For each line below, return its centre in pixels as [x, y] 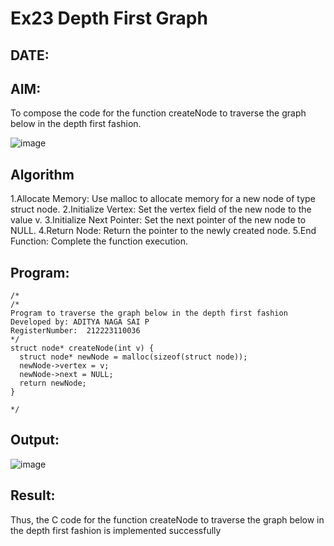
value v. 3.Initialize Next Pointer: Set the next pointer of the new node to [158, 220]
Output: [35, 440]
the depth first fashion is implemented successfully [116, 530]
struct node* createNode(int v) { [82, 348]
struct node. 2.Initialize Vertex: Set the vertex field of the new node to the [161, 209]
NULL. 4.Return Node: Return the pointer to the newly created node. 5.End [163, 231]
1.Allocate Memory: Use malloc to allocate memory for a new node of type [163, 199]
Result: [33, 495]
